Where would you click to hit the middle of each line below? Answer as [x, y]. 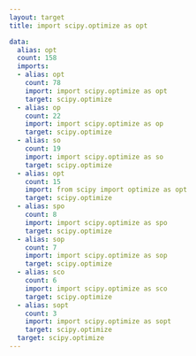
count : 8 [41, 214]
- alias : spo [41, 206]
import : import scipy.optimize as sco [96, 289]
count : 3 [41, 313]
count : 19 [43, 149]
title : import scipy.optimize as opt [79, 26]
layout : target [37, 17]
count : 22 [43, 116]
